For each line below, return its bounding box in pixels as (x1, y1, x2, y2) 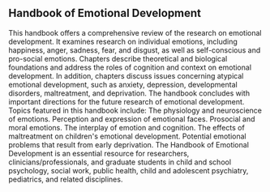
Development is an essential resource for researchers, (8, 148, 190, 158)
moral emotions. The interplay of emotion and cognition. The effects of (8, 122, 245, 132)
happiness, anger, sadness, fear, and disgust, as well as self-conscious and (8, 45, 261, 55)
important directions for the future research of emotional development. (8, 96, 245, 106)
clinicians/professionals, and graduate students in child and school (8, 157, 232, 167)
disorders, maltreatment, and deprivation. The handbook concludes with (8, 88, 250, 98)
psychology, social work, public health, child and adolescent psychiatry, (8, 165, 249, 175)
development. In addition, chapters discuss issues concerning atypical (8, 70, 244, 80)
